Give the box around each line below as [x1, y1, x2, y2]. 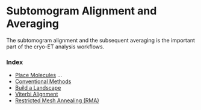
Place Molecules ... [14, 72, 62, 79]
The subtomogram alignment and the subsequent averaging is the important [6, 36, 196, 44]
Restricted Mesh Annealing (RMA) [14, 97, 99, 104]
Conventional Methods [14, 78, 72, 85]
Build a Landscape [14, 84, 61, 91]
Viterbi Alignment [14, 91, 58, 98]
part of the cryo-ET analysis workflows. [6, 43, 105, 50]
